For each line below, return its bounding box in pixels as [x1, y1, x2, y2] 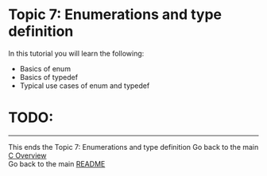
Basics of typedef [19, 72, 78, 82]
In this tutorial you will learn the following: [8, 48, 145, 58]
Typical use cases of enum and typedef [19, 81, 150, 90]
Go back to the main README [8, 159, 106, 168]
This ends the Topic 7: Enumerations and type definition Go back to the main [8, 142, 259, 151]
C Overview [8, 151, 47, 160]
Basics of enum [19, 63, 72, 73]
